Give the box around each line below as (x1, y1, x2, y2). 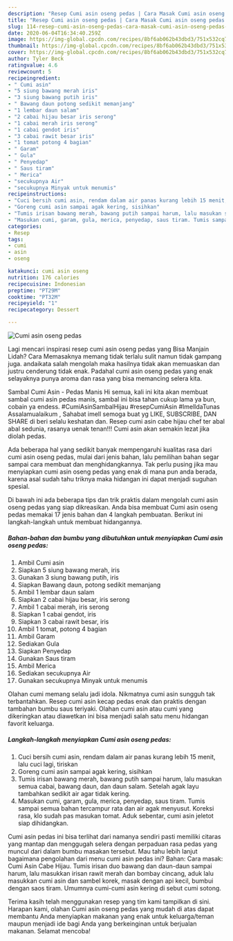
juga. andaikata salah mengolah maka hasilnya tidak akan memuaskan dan (8, 360, 220, 368)
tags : (8, 236, 24, 243)
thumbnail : (8, 42, 39, 49)
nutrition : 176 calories (8, 274, 80, 281)
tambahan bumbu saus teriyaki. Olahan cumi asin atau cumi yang (8, 705, 194, 713)
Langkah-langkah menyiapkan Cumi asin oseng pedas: (8, 735, 171, 743)
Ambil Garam (17, 632, 55, 640)
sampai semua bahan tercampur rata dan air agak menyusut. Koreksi (17, 804, 214, 812)
